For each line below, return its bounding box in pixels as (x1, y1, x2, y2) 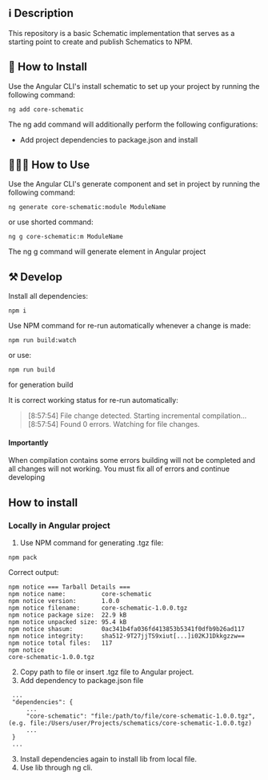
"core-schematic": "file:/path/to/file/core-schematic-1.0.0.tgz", (26, 712, 256, 721)
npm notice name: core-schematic (8, 590, 152, 598)
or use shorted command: (8, 217, 94, 227)
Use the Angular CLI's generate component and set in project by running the (8, 179, 261, 189)
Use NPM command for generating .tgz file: (19, 538, 164, 548)
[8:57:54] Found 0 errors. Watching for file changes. (27, 420, 200, 429)
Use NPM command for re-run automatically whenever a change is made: (8, 321, 251, 331)
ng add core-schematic (8, 105, 84, 114)
